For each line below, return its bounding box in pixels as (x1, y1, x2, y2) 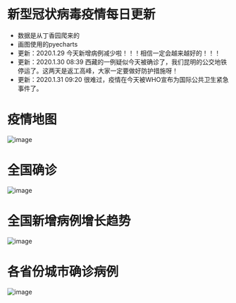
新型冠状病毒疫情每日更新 (7, 6, 156, 23)
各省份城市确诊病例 (7, 263, 119, 280)
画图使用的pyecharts (17, 40, 78, 48)
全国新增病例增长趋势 (7, 213, 132, 229)
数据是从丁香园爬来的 (17, 31, 80, 40)
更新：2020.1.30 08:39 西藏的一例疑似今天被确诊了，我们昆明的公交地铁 (17, 57, 228, 66)
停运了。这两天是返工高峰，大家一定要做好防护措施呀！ (17, 66, 178, 75)
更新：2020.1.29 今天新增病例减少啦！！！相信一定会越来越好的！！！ (17, 49, 221, 57)
